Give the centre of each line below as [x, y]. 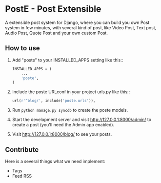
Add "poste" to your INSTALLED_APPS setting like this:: [68, 60]
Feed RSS [22, 176]
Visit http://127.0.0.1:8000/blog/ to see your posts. [62, 134]
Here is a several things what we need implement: [55, 161]
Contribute [22, 150]
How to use [22, 48]
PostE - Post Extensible [53, 9]
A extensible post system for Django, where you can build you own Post [77, 22]
